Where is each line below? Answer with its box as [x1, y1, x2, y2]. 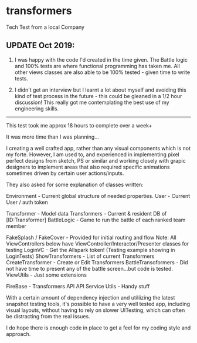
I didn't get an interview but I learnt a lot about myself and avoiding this [14, 86, 186, 93]
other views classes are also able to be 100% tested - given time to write [14, 69, 191, 76]
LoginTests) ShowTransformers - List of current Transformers [6, 253, 155, 260]
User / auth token [6, 199, 48, 206]
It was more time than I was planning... [6, 133, 100, 140]
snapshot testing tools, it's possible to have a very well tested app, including [6, 300, 191, 307]
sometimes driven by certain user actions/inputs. [6, 169, 124, 177]
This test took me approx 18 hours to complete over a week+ [6, 122, 152, 129]
